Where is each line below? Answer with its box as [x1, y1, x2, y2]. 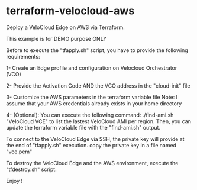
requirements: [6, 53, 40, 60]
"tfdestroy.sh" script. [6, 166, 57, 173]
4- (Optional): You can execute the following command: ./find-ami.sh [6, 111, 174, 118]
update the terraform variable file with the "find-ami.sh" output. [6, 124, 161, 131]
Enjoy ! [6, 177, 23, 184]
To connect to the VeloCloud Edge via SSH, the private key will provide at [6, 135, 185, 143]
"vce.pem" [6, 148, 33, 155]
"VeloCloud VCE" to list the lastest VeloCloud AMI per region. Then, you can [6, 117, 191, 125]
